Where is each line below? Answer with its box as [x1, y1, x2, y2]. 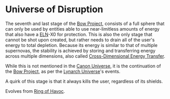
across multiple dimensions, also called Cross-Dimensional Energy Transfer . [5, 53, 165, 59]
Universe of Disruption [5, 4, 104, 15]
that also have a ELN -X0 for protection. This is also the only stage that [5, 31, 153, 37]
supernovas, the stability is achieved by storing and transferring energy [5, 47, 156, 54]
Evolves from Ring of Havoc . [5, 88, 65, 94]
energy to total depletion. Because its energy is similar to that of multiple [5, 42, 158, 48]
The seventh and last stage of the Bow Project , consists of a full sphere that [5, 20, 165, 27]
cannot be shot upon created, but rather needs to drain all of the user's [5, 37, 155, 43]
